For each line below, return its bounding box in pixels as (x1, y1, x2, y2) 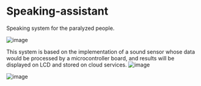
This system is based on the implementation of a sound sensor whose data (6, 48, 196, 56)
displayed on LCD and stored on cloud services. (6, 61, 127, 68)
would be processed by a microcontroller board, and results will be (6, 54, 175, 62)
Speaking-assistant (6, 4, 109, 18)
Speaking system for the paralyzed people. (6, 24, 115, 32)
